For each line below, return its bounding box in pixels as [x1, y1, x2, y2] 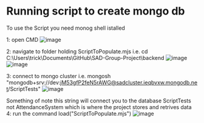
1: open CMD [6, 36, 38, 43]
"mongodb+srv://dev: [6, 79, 61, 86]
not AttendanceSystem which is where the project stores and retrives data [6, 103, 192, 110]
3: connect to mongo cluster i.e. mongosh [6, 72, 111, 79]
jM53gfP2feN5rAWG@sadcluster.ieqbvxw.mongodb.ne [60, 79, 198, 86]
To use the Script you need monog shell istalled [6, 24, 126, 32]
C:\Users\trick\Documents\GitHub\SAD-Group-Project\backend [6, 54, 165, 61]
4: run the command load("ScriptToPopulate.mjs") [6, 110, 132, 117]
